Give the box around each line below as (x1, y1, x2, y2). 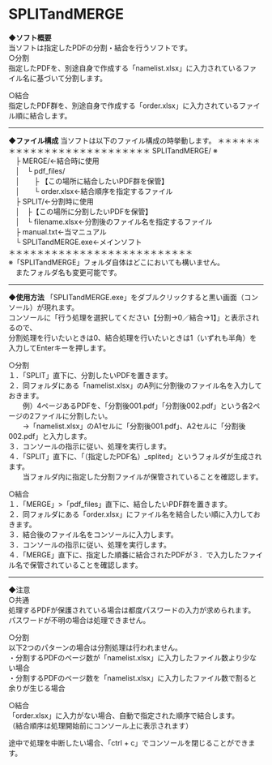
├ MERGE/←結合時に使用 (15, 156, 100, 165)
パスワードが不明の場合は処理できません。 (8, 615, 151, 625)
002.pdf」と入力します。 (8, 431, 91, 441)
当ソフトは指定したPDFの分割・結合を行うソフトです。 (8, 42, 192, 53)
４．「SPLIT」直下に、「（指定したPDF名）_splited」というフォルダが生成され (8, 451, 262, 461)
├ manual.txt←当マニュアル (15, 226, 107, 236)
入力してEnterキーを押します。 (8, 342, 111, 353)
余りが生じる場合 (8, 683, 66, 693)
